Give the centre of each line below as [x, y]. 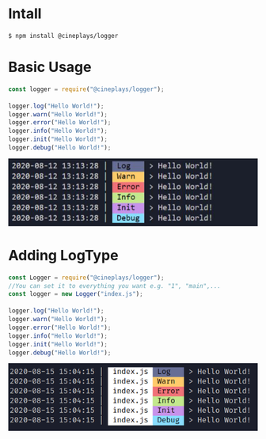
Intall [25, 14]
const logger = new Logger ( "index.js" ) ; [76, 294]
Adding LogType [63, 255]
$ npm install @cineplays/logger [63, 36]
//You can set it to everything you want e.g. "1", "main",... [115, 286]
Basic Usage [50, 67]
